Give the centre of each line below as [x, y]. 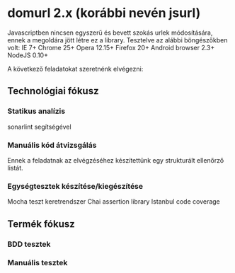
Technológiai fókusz [53, 91]
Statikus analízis [36, 111]
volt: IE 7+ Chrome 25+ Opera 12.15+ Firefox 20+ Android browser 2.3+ [111, 47]
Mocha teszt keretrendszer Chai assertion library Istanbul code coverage [114, 202]
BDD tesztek [29, 244]
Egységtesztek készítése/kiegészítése [75, 186]
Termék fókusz [41, 224]
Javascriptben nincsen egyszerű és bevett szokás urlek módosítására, [110, 33]
